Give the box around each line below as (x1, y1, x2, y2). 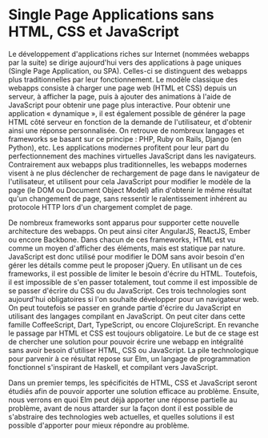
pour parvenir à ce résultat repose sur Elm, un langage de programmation (8, 354, 250, 364)
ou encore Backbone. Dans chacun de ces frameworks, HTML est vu (8, 235, 236, 244)
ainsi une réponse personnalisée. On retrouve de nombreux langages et (8, 126, 245, 135)
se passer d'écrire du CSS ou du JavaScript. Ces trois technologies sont (8, 286, 246, 295)
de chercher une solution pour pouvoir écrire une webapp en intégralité (8, 336, 244, 346)
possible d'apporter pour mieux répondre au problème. (8, 420, 190, 430)
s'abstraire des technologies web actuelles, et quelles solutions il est (8, 412, 234, 421)
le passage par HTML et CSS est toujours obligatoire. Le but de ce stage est (8, 328, 259, 338)
